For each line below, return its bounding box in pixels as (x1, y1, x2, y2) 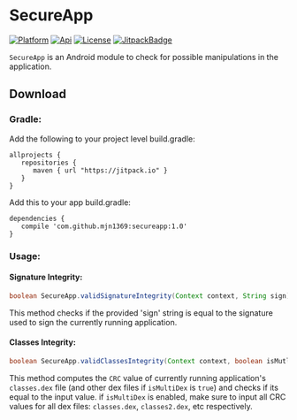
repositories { (20, 158, 77, 167)
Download (9, 87, 66, 102)
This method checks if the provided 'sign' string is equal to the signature (9, 307, 274, 318)
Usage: (9, 249, 42, 262)
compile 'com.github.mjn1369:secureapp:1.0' (20, 222, 188, 231)
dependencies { (9, 214, 65, 223)
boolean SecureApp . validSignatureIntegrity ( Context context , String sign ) (9, 291, 291, 301)
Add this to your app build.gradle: (9, 196, 131, 208)
